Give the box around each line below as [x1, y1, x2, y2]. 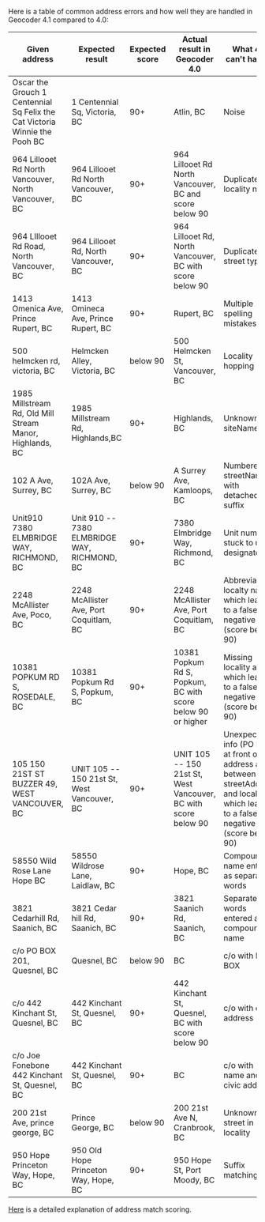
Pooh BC [12, 136, 45, 147]
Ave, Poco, [12, 609, 52, 620]
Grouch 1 [12, 87, 47, 97]
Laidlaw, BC [71, 881, 116, 891]
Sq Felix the [12, 107, 56, 117]
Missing [223, 652, 253, 662]
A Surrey [173, 466, 207, 476]
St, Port [173, 1165, 201, 1175]
